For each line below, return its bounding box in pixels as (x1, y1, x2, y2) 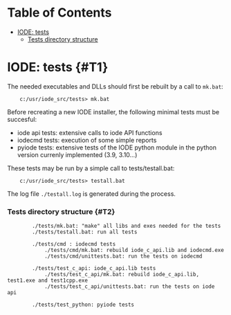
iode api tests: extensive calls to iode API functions (17, 128, 163, 136)
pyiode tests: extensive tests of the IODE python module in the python (17, 143, 216, 152)
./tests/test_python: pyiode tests (32, 301, 135, 309)
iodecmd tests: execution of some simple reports (17, 136, 157, 144)
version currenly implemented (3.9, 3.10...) (17, 150, 138, 159)
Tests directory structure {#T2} (7, 206, 115, 216)
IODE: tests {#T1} (7, 60, 109, 75)
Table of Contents (7, 5, 112, 21)
